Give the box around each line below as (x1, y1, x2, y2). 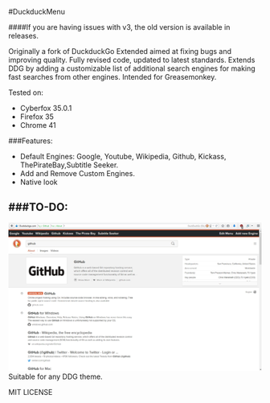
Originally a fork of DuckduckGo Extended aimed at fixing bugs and (8, 47, 231, 56)
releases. (8, 31, 39, 40)
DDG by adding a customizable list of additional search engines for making (8, 64, 256, 73)
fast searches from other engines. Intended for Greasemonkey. (8, 72, 217, 81)
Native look (19, 177, 58, 187)
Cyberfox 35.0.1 (19, 104, 72, 113)
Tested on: (8, 88, 44, 97)
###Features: (8, 136, 53, 146)
